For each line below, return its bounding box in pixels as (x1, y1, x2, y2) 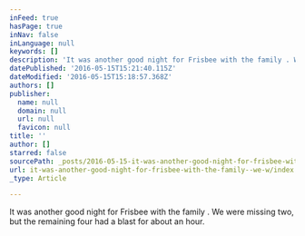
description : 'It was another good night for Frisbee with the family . (9, 55, 290, 64)
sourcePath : (9, 156, 54, 166)
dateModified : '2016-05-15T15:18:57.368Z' (9, 73, 172, 82)
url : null (17, 114, 54, 123)
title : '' (9, 132, 47, 141)
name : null (17, 97, 59, 107)
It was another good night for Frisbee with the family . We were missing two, (9, 206, 295, 218)
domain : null (17, 106, 67, 115)
